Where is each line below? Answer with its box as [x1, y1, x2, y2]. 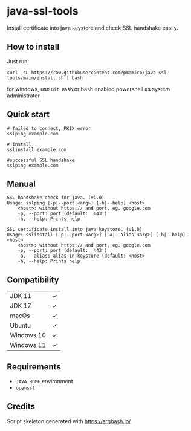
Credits [7, 401, 36, 412]
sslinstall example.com [7, 146, 67, 152]
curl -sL [7, 70, 29, 76]
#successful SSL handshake [7, 157, 75, 163]
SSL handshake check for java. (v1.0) [7, 195, 105, 201]
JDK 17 [10, 302, 32, 310]
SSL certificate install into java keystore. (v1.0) [7, 227, 143, 233]
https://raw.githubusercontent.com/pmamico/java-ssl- [31, 70, 170, 76]
